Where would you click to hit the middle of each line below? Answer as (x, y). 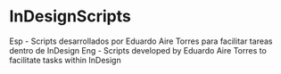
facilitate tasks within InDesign (66, 60)
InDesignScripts (70, 16)
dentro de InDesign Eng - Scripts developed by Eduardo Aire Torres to (138, 50)
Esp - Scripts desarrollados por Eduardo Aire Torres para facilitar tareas (141, 41)
